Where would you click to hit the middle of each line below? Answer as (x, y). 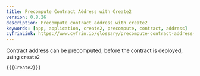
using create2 (23, 57)
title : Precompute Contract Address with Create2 (69, 12)
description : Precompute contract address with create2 (77, 23)
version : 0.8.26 (26, 17)
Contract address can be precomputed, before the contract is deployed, (95, 50)
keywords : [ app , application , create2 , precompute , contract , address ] (97, 28)
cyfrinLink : (21, 34)
